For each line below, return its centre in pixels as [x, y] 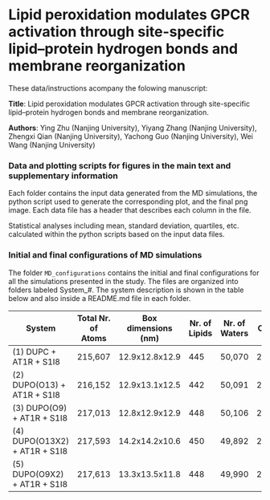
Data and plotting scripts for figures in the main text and [120, 165]
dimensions [149, 328]
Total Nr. [94, 318]
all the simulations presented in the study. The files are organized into [123, 281]
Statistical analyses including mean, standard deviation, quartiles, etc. [124, 226]
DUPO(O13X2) [41, 441]
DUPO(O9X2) [38, 474]
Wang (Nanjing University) [52, 144]
